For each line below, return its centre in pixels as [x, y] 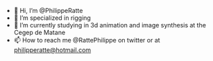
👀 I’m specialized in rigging [52, 18]
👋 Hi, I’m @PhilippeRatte [48, 11]
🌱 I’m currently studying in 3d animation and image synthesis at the [110, 25]
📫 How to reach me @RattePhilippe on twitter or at [87, 40]
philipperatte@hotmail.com [52, 50]
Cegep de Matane [40, 32]
